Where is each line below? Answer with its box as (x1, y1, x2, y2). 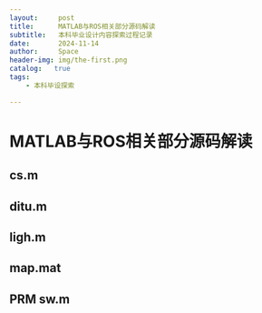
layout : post (9, 13, 75, 23)
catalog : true (9, 65, 71, 74)
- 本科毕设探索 (25, 81, 75, 90)
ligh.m (9, 229, 46, 245)
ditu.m (9, 198, 47, 214)
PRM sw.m (9, 291, 71, 307)
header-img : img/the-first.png (9, 56, 128, 65)
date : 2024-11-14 (9, 38, 100, 48)
